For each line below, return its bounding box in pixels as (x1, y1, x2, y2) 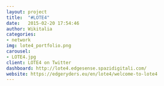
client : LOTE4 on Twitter (6, 59, 71, 65)
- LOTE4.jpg (6, 54, 36, 60)
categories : (6, 31, 36, 38)
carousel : (6, 48, 31, 55)
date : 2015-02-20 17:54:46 (6, 20, 80, 26)
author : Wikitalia (6, 25, 52, 32)
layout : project (6, 8, 47, 15)
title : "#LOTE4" (6, 15, 50, 21)
